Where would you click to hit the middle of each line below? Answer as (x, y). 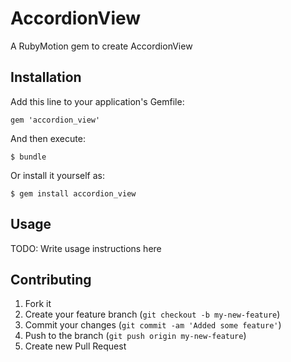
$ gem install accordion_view (73, 193)
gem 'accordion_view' (55, 120)
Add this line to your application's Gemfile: (97, 101)
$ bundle (28, 157)
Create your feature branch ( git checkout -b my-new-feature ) (152, 314)
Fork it (38, 304)
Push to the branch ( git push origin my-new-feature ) (135, 336)
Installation (46, 77)
